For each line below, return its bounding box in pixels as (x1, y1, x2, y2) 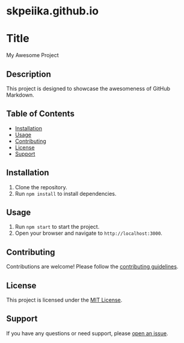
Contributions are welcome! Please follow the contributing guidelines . (6, 263, 179, 270)
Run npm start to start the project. (14, 223, 100, 231)
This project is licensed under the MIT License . (6, 296, 123, 303)
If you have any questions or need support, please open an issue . (6, 329, 168, 337)
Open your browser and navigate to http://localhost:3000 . (14, 229, 162, 237)
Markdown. (6, 91, 34, 99)
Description (6, 69, 51, 79)
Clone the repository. (14, 183, 67, 190)
